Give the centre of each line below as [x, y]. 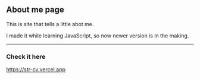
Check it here [26, 56]
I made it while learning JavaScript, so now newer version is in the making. [98, 36]
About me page [35, 10]
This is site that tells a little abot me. [50, 24]
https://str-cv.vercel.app [36, 69]
